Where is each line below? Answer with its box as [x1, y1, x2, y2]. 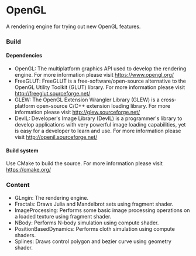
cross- [160, 96, 177, 103]
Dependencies [6, 52, 43, 59]
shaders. [14, 231, 36, 238]
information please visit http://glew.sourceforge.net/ [14, 109, 140, 116]
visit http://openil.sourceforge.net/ [14, 134, 98, 141]
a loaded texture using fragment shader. [14, 213, 112, 220]
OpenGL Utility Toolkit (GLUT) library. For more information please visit [14, 84, 185, 91]
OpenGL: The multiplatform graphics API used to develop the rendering [14, 65, 187, 72]
